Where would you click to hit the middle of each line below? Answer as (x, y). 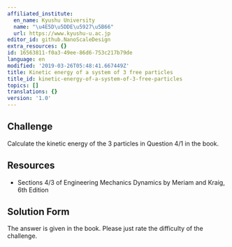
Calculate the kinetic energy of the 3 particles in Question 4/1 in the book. (113, 143)
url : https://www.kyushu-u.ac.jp (62, 33)
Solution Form (38, 212)
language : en (26, 59)
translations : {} (32, 92)
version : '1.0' (29, 99)
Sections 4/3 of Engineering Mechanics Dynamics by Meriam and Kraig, (121, 182)
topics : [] (23, 85)
